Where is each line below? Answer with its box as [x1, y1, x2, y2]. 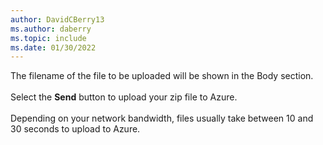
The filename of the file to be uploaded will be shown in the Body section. [10, 70, 314, 82]
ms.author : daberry [10, 24, 92, 34]
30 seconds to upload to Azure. [10, 123, 141, 135]
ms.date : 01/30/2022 [10, 42, 97, 53]
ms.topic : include [10, 33, 87, 43]
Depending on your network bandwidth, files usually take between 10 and [10, 112, 314, 125]
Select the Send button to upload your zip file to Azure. [10, 91, 238, 103]
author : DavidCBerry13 [10, 14, 105, 25]
